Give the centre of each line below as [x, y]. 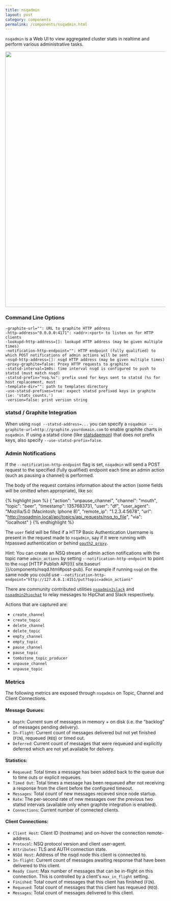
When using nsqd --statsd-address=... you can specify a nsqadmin [76, 424]
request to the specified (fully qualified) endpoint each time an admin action [85, 470]
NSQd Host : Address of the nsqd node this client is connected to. [80, 855]
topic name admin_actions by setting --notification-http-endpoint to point [84, 558]
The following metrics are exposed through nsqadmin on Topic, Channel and [84, 693]
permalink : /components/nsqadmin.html [46, 24]
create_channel [29, 615]
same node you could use [32, 575]
